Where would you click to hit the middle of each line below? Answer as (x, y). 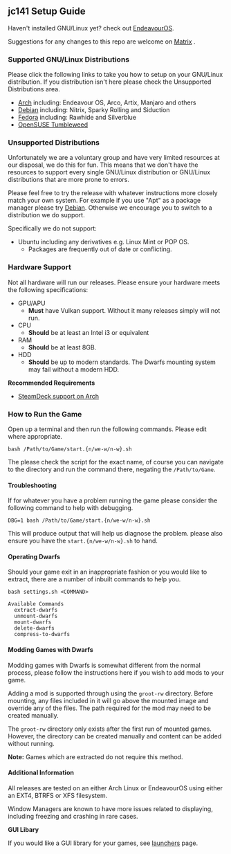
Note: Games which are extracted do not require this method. (95, 756)
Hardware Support (40, 267)
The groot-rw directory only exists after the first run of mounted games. (110, 729)
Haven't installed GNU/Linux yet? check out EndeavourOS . (91, 28)
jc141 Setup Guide (47, 11)
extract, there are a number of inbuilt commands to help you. (94, 579)
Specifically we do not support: (53, 228)
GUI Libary (24, 829)
